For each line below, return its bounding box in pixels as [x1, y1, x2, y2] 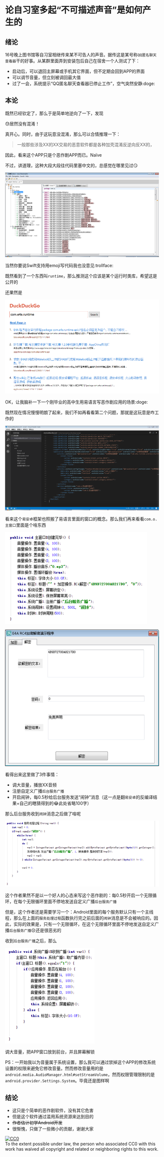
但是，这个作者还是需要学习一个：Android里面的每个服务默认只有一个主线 [5, 909, 154, 915]
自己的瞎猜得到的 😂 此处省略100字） [19, 800, 92, 806]
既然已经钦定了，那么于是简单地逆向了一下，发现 [5, 110, 103, 116]
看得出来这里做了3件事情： [5, 771, 60, 777]
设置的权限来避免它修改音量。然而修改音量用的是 [5, 1066, 103, 1072]
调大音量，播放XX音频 [12, 781, 57, 788]
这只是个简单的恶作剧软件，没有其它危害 [12, 1107, 94, 1113]
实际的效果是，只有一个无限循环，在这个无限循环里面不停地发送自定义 [13, 921, 155, 927]
